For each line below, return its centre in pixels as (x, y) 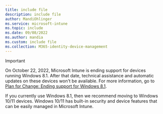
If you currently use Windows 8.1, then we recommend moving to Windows (81, 96)
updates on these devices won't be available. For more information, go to (80, 81)
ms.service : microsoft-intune (37, 24)
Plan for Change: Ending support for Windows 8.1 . (56, 86)
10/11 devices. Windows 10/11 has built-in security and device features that (81, 101)
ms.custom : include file (31, 42)
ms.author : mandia (24, 38)
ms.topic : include (24, 28)
